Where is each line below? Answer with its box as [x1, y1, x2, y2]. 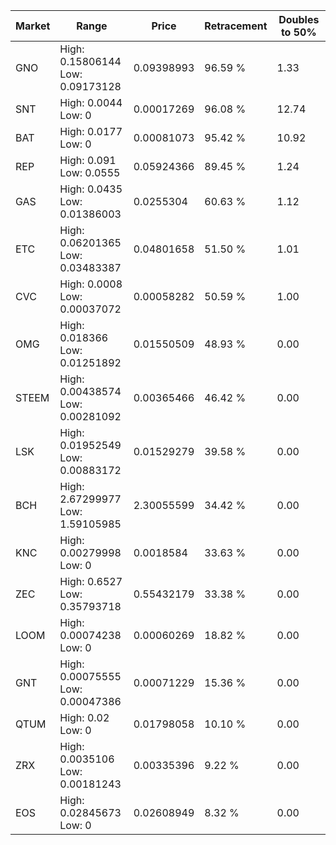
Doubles [278, 13, 320, 26]
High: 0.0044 [59, 96, 123, 109]
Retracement [204, 19, 268, 33]
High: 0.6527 [59, 575, 123, 588]
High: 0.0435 [59, 182, 123, 196]
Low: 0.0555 [59, 166, 121, 179]
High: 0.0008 [59, 277, 123, 291]
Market [15, 19, 51, 33]
